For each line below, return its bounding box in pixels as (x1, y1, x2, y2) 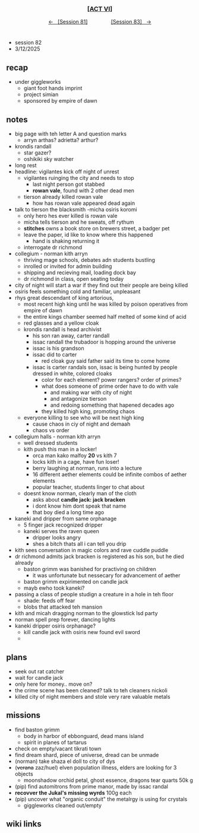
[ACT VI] (87, 5, 113, 13)
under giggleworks (14, 78, 61, 85)
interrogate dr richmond (23, 244, 83, 251)
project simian (23, 91, 59, 98)
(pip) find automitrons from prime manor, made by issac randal (14, 783, 168, 790)
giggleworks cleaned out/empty (23, 802, 102, 809)
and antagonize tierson (50, 395, 107, 403)
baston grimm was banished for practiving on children (23, 566, 156, 573)
